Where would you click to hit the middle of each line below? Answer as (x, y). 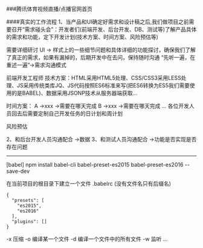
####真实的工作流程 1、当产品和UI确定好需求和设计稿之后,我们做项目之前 (98, 22)
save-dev (18, 171)
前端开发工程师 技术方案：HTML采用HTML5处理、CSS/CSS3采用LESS (94, 78)
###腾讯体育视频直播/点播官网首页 (49, 9)
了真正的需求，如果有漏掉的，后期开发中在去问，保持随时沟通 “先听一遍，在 (101, 57)
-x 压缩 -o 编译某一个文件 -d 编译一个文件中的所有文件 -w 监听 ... (87, 239)
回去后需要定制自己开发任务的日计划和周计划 (67, 113)
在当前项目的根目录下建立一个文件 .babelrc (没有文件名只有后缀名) (89, 183)
